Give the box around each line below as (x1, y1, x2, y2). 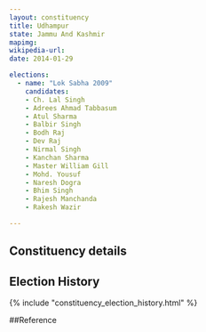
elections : (9, 70, 50, 80)
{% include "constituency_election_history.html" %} (9, 297, 198, 308)
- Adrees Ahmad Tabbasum (25, 103, 117, 112)
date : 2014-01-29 (9, 54, 74, 63)
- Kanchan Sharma (25, 153, 90, 162)
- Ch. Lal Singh (25, 95, 86, 104)
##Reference (9, 315, 58, 326)
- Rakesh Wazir (25, 203, 82, 212)
